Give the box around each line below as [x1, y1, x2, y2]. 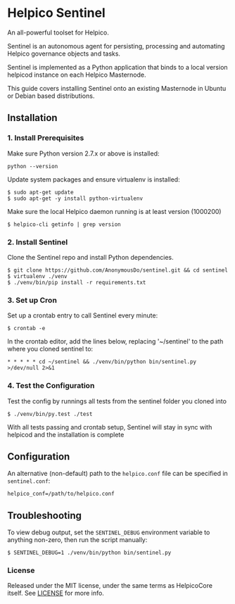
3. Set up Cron [7, 295, 58, 305]
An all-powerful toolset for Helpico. [7, 28, 109, 37]
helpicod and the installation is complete [7, 430, 125, 439]
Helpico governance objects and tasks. [7, 49, 121, 58]
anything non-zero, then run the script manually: [7, 536, 148, 544]
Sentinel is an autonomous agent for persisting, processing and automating [7, 42, 225, 50]
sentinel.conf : [7, 477, 51, 485]
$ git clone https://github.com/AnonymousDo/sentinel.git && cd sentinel [7, 266, 229, 274]
